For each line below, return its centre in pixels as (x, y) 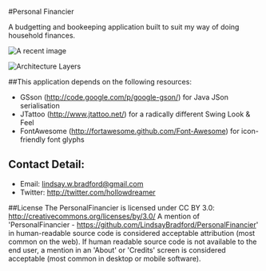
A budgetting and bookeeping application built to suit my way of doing (124, 27)
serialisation (40, 106)
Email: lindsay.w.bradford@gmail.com (81, 183)
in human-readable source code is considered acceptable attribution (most (132, 233)
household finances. (42, 35)
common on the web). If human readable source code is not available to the (133, 242)
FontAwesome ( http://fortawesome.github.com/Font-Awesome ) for (129, 131)
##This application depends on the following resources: (100, 82)
